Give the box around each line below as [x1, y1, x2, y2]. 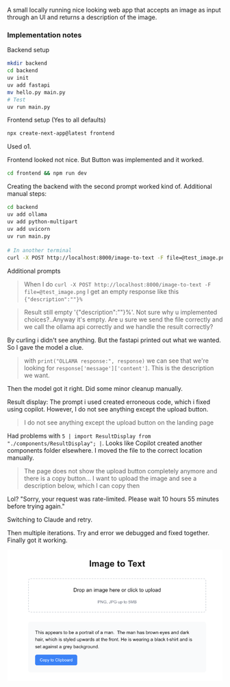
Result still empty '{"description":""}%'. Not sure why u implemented [23, 308, 218, 317]
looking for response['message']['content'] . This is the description [23, 364, 214, 372]
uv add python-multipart [7, 218, 78, 225]
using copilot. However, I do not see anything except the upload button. [7, 405, 209, 414]
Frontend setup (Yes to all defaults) [7, 116, 106, 124]
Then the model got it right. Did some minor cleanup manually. [7, 385, 183, 393]
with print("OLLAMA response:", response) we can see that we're [23, 357, 209, 365]
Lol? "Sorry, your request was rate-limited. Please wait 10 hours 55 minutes [7, 495, 219, 504]
